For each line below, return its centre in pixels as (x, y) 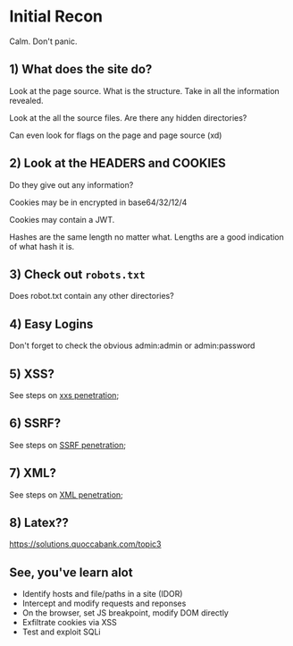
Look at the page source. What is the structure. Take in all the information (144, 90)
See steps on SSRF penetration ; (68, 445)
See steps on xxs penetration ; (64, 395)
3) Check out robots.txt (77, 274)
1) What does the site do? (81, 69)
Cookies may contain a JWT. (62, 219)
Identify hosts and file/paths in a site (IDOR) (102, 594)
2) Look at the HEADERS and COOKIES (117, 163)
